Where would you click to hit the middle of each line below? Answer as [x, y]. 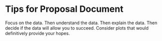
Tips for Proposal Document [64, 9]
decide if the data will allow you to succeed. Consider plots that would [77, 28]
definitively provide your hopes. [38, 33]
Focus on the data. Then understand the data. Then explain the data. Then [81, 23]
